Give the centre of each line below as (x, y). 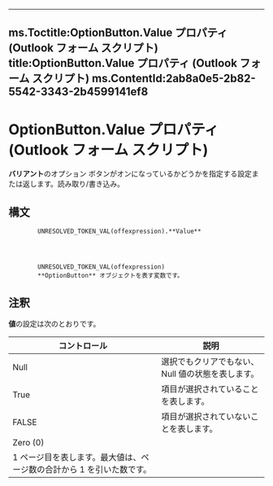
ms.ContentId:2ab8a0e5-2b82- (174, 79)
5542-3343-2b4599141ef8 (78, 92)
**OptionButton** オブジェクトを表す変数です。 (111, 276)
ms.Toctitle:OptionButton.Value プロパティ (118, 33)
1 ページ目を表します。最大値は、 (77, 457)
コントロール (83, 345)
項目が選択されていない (206, 416)
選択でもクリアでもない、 (210, 361)
